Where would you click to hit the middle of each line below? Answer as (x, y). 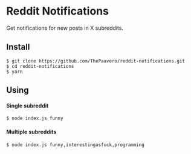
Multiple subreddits (31, 132)
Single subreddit (28, 105)
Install (18, 47)
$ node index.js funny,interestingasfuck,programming (76, 145)
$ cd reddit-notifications (40, 66)
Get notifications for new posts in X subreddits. (65, 28)
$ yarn (15, 72)
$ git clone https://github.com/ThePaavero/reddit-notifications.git (96, 61)
